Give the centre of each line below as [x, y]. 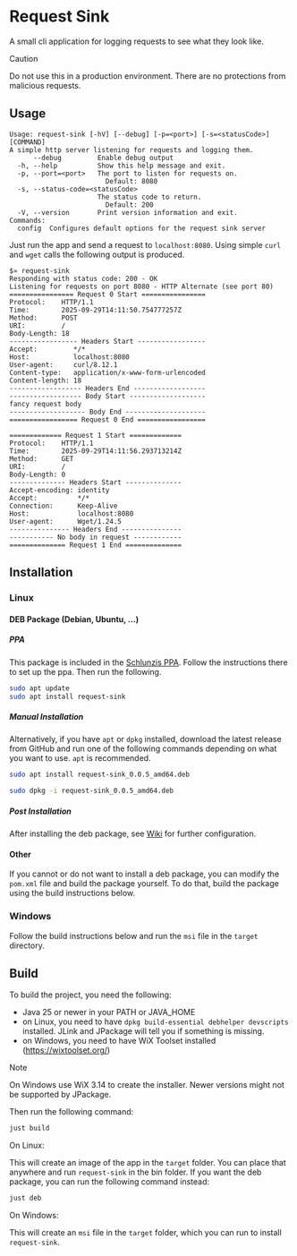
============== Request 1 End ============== [95, 545]
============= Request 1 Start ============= [95, 435]
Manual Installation [47, 716]
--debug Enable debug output [103, 158]
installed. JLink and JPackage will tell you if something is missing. [143, 1031]
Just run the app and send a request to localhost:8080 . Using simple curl [145, 244]
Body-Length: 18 [39, 333]
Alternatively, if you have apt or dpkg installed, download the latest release [145, 739]
